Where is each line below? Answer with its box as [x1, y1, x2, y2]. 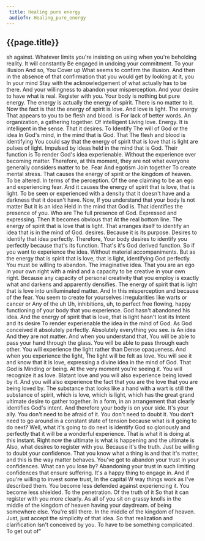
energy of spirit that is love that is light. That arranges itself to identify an [6, 223, 190, 230]
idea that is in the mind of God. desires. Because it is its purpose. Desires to [6, 229, 198, 236]
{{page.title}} [6, 37, 59, 48]
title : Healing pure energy [9, 9, 81, 15]
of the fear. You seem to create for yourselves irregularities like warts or [6, 294, 188, 301]
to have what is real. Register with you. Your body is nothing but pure [6, 92, 181, 100]
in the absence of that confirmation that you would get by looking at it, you [6, 73, 195, 80]
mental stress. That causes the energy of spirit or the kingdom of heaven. [6, 171, 192, 178]
